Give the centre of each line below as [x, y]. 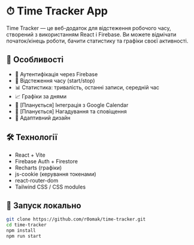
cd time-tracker [26, 225]
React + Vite [30, 155]
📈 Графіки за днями [41, 96]
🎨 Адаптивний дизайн [43, 118]
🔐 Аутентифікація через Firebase [56, 74]
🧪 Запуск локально [44, 205]
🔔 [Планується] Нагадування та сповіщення [71, 111]
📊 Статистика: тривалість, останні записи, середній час [87, 87]
